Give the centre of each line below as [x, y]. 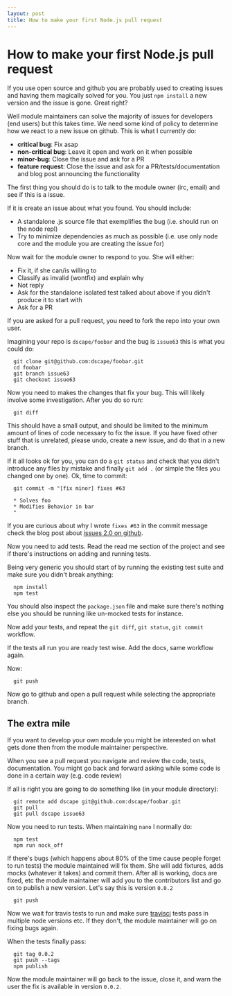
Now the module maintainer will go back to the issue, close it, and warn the [114, 979]
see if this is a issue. [36, 195]
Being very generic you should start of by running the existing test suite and [115, 567]
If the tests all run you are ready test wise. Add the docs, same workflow [110, 648]
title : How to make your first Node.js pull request [85, 20]
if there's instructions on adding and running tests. [79, 554]
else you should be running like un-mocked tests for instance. [95, 613]
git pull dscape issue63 [49, 814]
